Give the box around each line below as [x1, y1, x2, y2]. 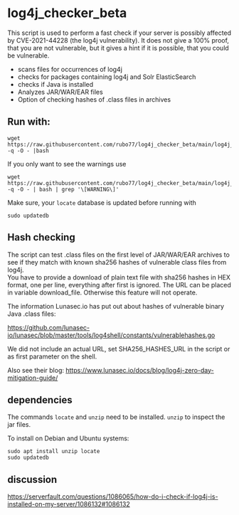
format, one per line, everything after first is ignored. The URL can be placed [7, 280, 231, 289]
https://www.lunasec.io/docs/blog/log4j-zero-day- [65, 366, 215, 374]
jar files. [7, 420, 31, 429]
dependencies [7, 393, 73, 406]
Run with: [7, 116, 51, 128]
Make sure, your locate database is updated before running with [7, 198, 197, 207]
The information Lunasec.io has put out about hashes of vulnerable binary [7, 302, 225, 310]
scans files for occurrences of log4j [17, 65, 123, 73]
